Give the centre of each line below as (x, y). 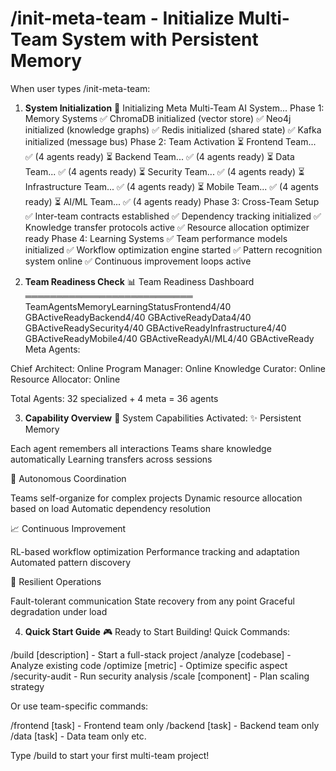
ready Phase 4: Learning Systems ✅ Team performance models (156, 238)
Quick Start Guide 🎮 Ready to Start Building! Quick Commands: (157, 631)
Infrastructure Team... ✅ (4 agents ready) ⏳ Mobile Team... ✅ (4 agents (171, 186)
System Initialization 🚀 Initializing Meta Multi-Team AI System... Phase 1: (174, 108)
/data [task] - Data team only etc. (78, 736)
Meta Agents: (52, 349)
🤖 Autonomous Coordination (68, 478)
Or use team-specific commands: (79, 706)
